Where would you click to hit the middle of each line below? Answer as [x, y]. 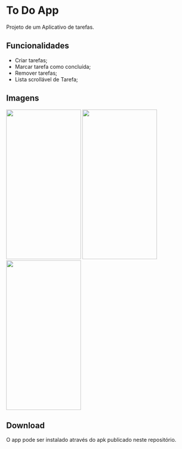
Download [25, 425]
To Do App [33, 10]
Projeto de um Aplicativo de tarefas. [50, 27]
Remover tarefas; [36, 73]
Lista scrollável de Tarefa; [47, 79]
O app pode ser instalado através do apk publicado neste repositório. [91, 440]
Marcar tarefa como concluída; [53, 66]
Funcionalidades [38, 46]
